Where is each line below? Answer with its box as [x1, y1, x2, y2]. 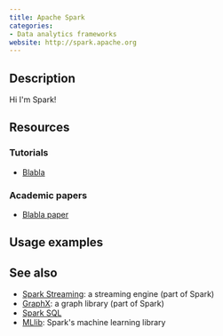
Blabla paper [21, 210, 69, 220]
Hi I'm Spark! [9, 94, 57, 105]
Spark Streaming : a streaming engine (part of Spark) [21, 289, 215, 300]
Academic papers [9, 188, 87, 201]
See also [9, 265, 58, 280]
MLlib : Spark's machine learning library [21, 317, 166, 328]
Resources [9, 120, 70, 135]
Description [9, 70, 76, 85]
